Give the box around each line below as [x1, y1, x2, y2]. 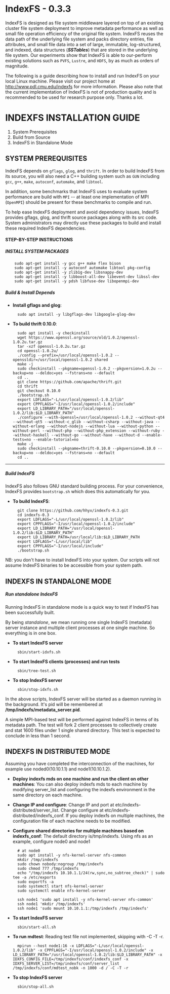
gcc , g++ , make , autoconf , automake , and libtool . [5, 178, 103, 185]
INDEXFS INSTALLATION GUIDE [5, 112, 140, 124]
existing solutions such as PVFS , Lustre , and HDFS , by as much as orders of [5, 57, 159, 63]
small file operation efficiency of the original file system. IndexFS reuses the [5, 30, 163, 36]
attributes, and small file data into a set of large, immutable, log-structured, [5, 41, 162, 47]
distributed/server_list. [12, 807, 60, 814]
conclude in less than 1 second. [5, 732, 71, 739]
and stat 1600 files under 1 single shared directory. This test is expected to [5, 727, 160, 733]
